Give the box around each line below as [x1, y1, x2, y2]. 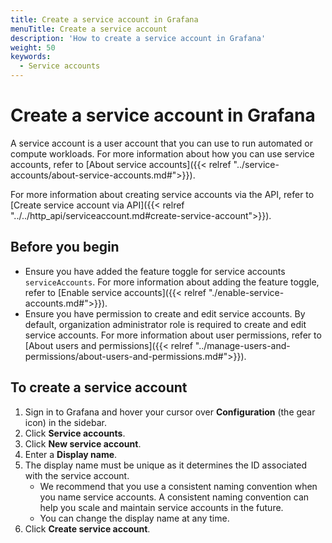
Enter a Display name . [24, 448, 118, 460]
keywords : [10, 52, 52, 62]
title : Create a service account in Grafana [10, 14, 199, 25]
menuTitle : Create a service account [10, 24, 168, 34]
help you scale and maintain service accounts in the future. [39, 501, 284, 513]
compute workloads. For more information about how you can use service [10, 147, 315, 160]
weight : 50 [10, 42, 56, 53]
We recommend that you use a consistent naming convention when [39, 480, 318, 492]
